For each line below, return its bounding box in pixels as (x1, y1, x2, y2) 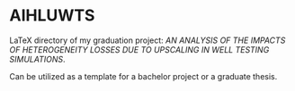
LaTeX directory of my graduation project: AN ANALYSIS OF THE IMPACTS (9, 35, 286, 45)
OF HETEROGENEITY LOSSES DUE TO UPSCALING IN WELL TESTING (9, 44, 270, 54)
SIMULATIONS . (9, 54, 66, 64)
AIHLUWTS (9, 5, 95, 26)
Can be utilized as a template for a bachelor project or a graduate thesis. (9, 70, 278, 81)
